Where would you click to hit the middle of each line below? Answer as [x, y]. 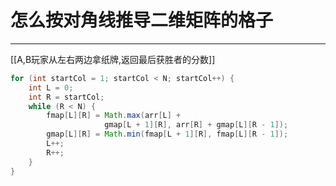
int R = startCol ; [66, 97]
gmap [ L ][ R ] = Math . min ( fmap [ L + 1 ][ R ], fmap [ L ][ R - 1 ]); [167, 134]
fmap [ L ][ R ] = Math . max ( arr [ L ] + [114, 116]
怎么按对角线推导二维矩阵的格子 [142, 20]
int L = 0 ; [51, 87]
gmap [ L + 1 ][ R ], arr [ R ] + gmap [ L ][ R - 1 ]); [196, 125]
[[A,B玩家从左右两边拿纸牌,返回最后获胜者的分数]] [113, 59]
